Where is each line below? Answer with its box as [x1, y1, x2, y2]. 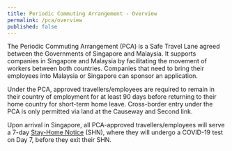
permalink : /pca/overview [7, 17, 82, 24]
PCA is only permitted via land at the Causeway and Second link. [7, 107, 193, 116]
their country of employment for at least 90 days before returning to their [7, 93, 217, 101]
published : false [7, 23, 58, 30]
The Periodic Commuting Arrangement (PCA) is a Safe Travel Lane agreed [7, 42, 220, 51]
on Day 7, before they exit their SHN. [7, 136, 111, 144]
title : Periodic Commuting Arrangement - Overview [7, 10, 157, 17]
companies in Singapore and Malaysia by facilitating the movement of [7, 57, 208, 65]
